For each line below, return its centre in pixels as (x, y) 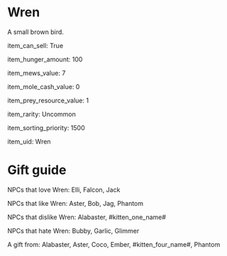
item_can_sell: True (35, 45)
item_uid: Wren (29, 141)
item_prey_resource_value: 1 (48, 100)
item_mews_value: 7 (37, 73)
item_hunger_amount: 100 (45, 59)
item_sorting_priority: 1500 (46, 127)
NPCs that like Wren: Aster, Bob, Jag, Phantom (76, 203)
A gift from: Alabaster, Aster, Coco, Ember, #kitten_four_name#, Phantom (114, 244)
